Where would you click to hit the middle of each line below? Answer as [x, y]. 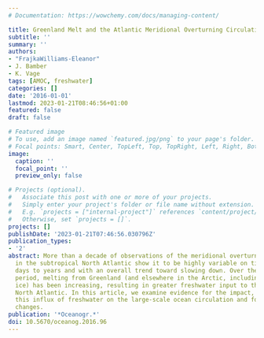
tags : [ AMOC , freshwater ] [50, 81]
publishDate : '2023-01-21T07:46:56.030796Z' [82, 234]
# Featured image [37, 132]
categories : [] [33, 88]
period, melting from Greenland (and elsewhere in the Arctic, [121, 278]
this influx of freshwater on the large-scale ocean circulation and [131, 300]
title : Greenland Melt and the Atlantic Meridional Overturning [115, 30]
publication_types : [40, 241]
